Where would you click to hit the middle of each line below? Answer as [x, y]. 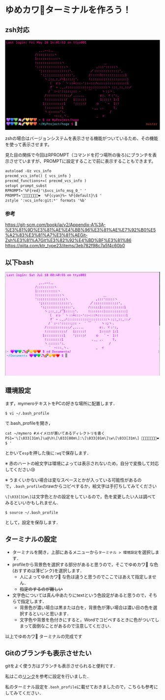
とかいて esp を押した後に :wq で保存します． [48, 453]
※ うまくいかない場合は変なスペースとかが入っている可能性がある [71, 480]
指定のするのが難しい [41, 589]
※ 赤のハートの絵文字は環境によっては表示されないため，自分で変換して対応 [82, 463]
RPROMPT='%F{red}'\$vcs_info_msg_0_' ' [46, 190]
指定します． [34, 601]
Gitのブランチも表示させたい [48, 653]
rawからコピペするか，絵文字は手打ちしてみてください [102, 486]
